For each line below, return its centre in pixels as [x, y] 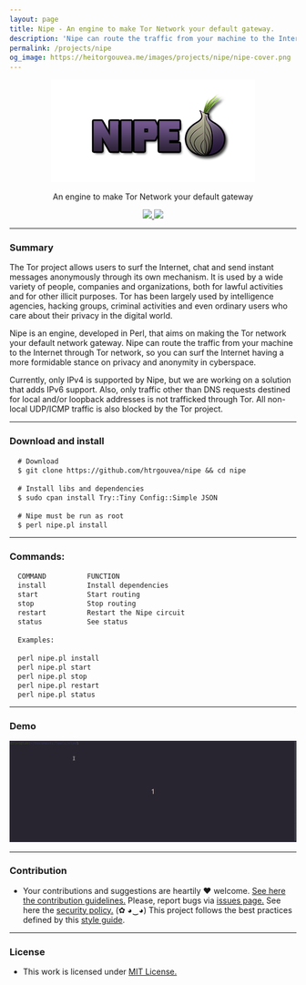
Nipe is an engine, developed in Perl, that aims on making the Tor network [148, 333]
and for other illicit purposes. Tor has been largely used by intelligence [142, 297]
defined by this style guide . [74, 919]
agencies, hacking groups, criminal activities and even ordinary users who [149, 306]
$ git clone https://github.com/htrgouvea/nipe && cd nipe [132, 470]
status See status [73, 622]
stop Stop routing [77, 604]
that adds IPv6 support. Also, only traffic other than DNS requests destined [150, 390]
